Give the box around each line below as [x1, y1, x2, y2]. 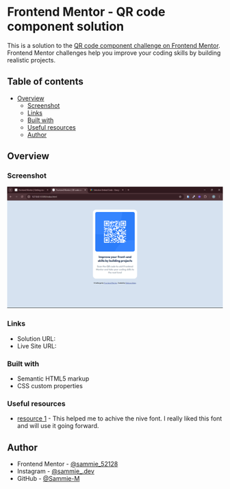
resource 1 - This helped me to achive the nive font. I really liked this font [16, 414, 222, 422]
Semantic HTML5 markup [16, 374, 90, 383]
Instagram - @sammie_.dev [16, 467, 94, 475]
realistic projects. [7, 56, 56, 64]
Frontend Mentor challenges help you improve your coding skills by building [7, 49, 221, 57]
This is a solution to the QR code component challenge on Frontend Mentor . [7, 41, 220, 49]
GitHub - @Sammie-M [16, 475, 80, 483]
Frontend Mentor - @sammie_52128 [16, 460, 118, 468]
